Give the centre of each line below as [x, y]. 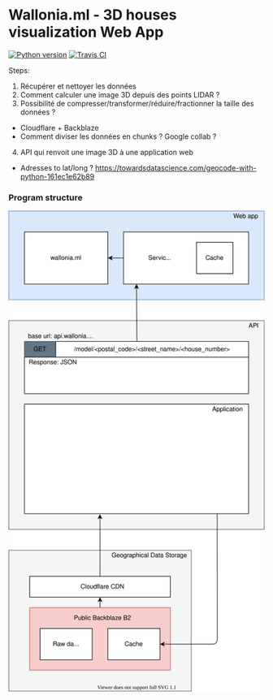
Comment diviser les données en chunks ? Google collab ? [118, 136]
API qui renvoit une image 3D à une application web [106, 152]
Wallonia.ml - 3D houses [93, 15]
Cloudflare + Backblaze [59, 127]
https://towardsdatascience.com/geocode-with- [176, 167]
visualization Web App [86, 32]
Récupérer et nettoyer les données [78, 86]
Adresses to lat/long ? [56, 167]
